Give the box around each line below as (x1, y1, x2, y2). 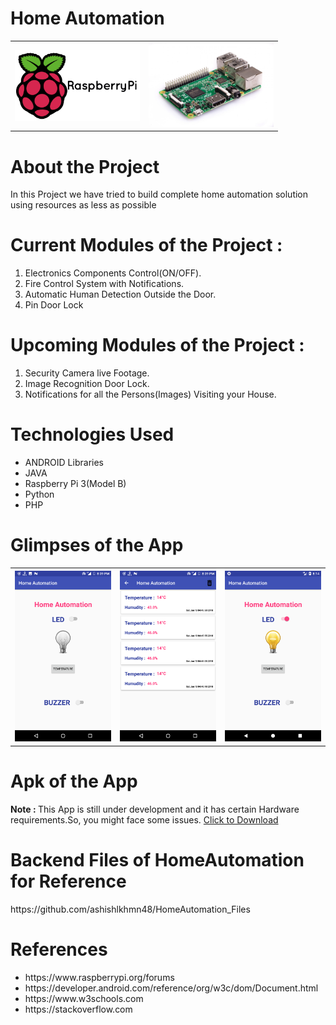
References (10, 938, 108, 961)
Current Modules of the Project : (10, 234, 283, 257)
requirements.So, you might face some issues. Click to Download (10, 813, 279, 826)
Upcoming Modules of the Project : (10, 334, 305, 357)
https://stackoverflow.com (24, 1003, 133, 1015)
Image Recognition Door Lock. (24, 378, 150, 390)
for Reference (10, 870, 127, 892)
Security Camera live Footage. (24, 367, 150, 379)
